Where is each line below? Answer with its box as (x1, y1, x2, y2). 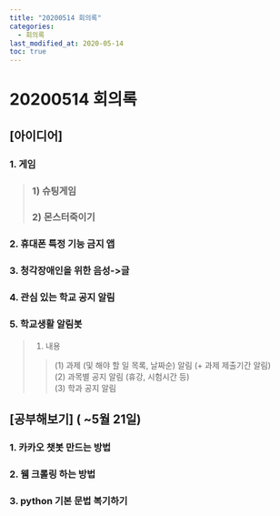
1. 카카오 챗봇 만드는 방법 (9, 440, 112, 453)
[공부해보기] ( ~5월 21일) (9, 411, 142, 427)
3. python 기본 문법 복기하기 (9, 494, 128, 507)
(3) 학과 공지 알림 (54, 382, 116, 393)
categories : (9, 22, 55, 31)
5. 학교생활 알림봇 (9, 318, 83, 330)
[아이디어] (9, 128, 64, 144)
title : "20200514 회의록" (9, 13, 102, 23)
